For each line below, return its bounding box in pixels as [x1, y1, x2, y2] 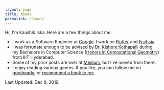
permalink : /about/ [5, 16, 45, 21]
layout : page [5, 7, 32, 12]
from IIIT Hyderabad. [12, 54, 54, 60]
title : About [5, 12, 32, 17]
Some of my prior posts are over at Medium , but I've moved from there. [12, 59, 156, 66]
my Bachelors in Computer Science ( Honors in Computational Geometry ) [12, 49, 159, 55]
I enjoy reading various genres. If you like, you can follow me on [12, 65, 141, 71]
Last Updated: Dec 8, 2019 [5, 79, 59, 85]
